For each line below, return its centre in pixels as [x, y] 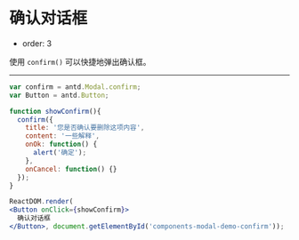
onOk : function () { [61, 144]
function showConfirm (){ [55, 111]
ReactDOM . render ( [41, 202]
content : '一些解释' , [63, 136]
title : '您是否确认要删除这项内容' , [85, 128]
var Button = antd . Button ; [59, 95]
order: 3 [36, 43]
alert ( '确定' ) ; [60, 153]
